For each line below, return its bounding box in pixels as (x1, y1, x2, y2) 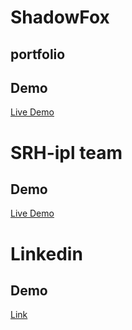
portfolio (10, 46, 66, 63)
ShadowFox (10, 6, 110, 29)
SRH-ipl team (10, 141, 123, 164)
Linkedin (10, 242, 83, 265)
